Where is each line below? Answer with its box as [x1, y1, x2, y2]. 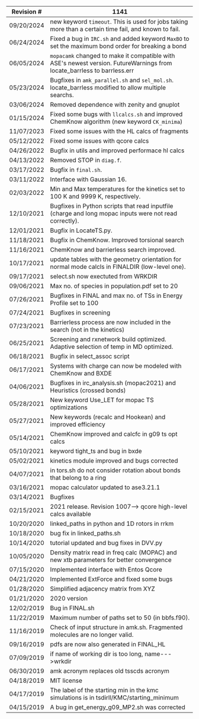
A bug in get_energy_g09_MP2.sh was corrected [50, 703, 185, 711]
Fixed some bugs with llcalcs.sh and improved [50, 110, 183, 118]
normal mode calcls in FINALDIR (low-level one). [50, 263, 186, 271]
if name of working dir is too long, [50, 650, 143, 658]
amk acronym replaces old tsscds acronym [50, 667, 170, 675]
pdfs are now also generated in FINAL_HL [50, 640, 166, 648]
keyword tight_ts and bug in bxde [50, 447, 142, 455]
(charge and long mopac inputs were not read [50, 210, 178, 217]
